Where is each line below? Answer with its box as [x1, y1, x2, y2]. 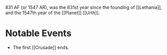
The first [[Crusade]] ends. [12, 44, 69, 50]
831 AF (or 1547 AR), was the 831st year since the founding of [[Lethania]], [5, 5, 162, 10]
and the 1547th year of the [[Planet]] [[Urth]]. [5, 10, 100, 16]
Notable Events [5, 28, 71, 39]
